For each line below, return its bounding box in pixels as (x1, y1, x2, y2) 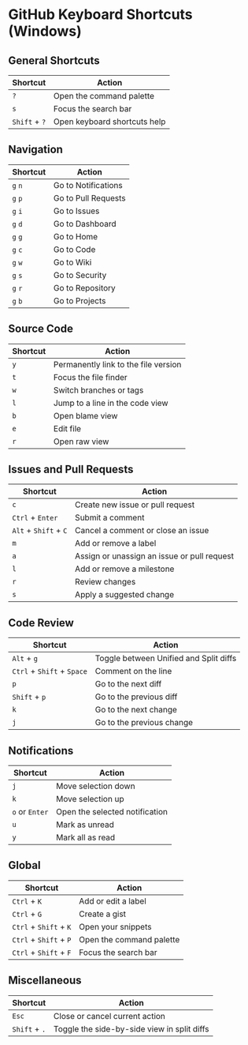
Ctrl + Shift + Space (12, 666, 88, 677)
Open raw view (54, 436, 109, 447)
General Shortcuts (8, 54, 100, 67)
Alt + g (12, 653, 38, 664)
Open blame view (54, 410, 118, 421)
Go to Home (54, 231, 98, 242)
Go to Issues (54, 205, 100, 216)
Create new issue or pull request (74, 499, 195, 510)
